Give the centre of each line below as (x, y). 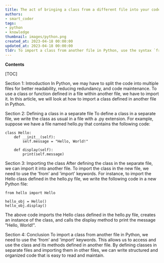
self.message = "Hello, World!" (56, 141)
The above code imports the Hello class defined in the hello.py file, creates (81, 215)
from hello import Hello (30, 193)
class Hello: (18, 133)
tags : (10, 23)
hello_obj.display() (26, 205)
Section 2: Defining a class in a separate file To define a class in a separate (81, 113)
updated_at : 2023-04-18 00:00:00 (39, 46)
